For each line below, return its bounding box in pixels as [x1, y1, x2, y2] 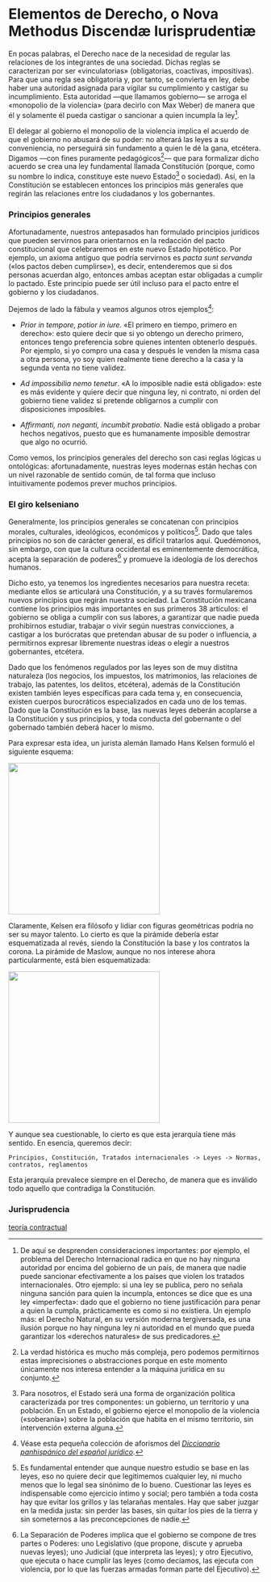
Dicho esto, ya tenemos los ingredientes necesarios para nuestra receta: [8, 579, 250, 588]
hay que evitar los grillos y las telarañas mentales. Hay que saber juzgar [19, 1496, 260, 1507]
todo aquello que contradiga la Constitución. [8, 1184, 156, 1193]
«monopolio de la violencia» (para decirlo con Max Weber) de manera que [8, 100, 256, 110]
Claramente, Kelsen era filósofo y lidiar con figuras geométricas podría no [8, 921, 254, 931]
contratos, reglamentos [8, 1161, 89, 1169]
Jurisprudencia [8, 1204, 70, 1215]
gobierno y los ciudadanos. [8, 288, 99, 297]
